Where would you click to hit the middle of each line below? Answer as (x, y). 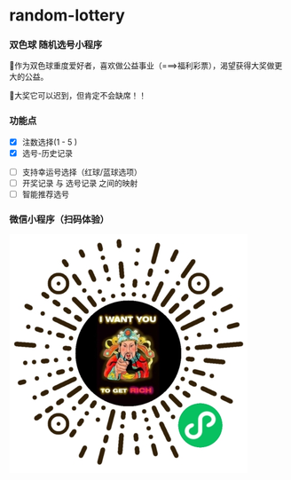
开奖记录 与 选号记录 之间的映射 (80, 183)
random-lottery (67, 16)
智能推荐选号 (45, 194)
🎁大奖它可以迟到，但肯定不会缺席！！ (78, 96)
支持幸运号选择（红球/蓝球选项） (82, 172)
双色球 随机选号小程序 (56, 45)
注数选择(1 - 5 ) (50, 142)
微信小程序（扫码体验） (59, 220)
